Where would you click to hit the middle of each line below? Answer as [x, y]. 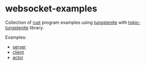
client [18, 52]
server [19, 47]
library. [36, 27]
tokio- [134, 22]
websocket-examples [51, 9]
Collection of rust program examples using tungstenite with [66, 22]
